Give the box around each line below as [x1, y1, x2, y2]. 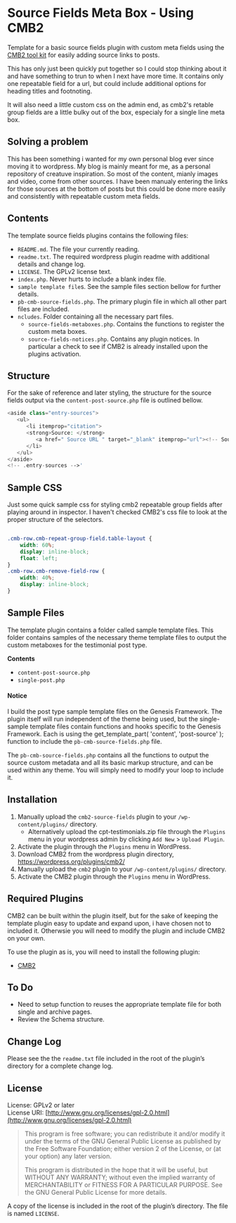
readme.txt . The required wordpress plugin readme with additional [17, 252, 210, 261]
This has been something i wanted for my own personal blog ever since [7, 154, 214, 163]
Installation [7, 794, 58, 806]
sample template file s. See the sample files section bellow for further [17, 282, 221, 290]
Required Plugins [7, 893, 84, 905]
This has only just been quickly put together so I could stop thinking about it [7, 64, 227, 73]
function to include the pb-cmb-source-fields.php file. [7, 737, 162, 745]
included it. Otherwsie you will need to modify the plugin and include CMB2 [7, 926, 225, 935]
